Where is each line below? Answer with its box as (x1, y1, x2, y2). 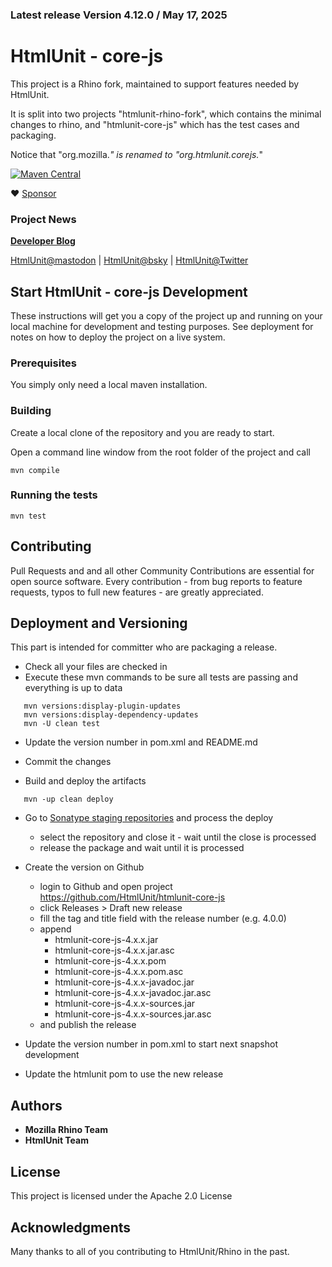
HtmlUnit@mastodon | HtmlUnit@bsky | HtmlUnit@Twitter (10, 254, 249, 267)
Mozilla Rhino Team (24, 1124, 108, 1136)
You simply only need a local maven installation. (10, 379, 208, 391)
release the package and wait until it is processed (39, 842, 245, 854)
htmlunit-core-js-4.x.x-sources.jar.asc (54, 1008, 212, 1020)
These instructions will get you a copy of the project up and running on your (10, 309, 323, 322)
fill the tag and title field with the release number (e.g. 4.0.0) (39, 913, 287, 925)
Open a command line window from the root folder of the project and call (10, 446, 311, 458)
